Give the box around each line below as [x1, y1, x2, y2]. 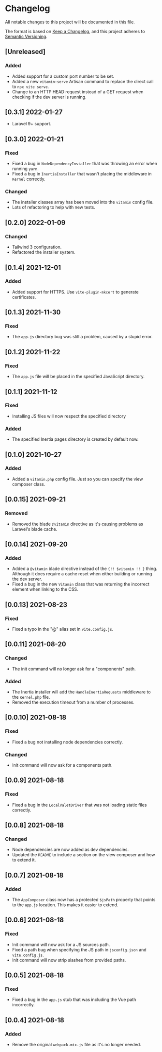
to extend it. [12, 857, 36, 863]
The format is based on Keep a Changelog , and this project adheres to [5, 28, 145, 34]
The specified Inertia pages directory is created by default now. [12, 436, 139, 442]
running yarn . [12, 166, 39, 172]
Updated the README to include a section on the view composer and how [12, 852, 155, 858]
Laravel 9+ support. [12, 121, 52, 127]
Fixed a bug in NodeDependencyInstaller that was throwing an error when [12, 161, 157, 167]
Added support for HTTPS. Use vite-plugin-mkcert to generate [12, 289, 139, 294]
